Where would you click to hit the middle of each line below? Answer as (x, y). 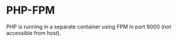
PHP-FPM (31, 10)
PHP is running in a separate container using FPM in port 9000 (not (89, 27)
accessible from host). (34, 33)
